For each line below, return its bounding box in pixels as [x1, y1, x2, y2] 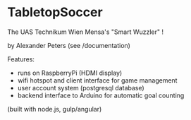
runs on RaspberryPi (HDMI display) [17, 68, 123, 77]
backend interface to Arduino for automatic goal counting [17, 91, 185, 100]
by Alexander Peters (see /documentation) [7, 41, 130, 49]
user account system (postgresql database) [17, 83, 144, 92]
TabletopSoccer [7, 4, 104, 20]
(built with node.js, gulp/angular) [7, 104, 102, 113]
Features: [7, 54, 35, 64]
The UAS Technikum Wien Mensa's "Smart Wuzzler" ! [7, 28, 164, 36]
